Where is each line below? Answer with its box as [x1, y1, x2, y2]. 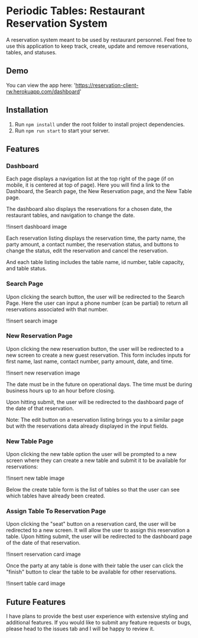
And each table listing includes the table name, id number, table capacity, [6, 259, 185, 266]
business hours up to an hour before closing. [6, 387, 115, 394]
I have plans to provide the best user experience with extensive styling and [6, 613, 189, 620]
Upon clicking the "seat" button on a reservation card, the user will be [6, 520, 176, 528]
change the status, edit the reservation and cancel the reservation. [6, 247, 168, 255]
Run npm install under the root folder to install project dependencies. [14, 121, 185, 128]
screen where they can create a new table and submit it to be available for [6, 457, 187, 464]
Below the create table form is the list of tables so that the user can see [6, 486, 180, 493]
